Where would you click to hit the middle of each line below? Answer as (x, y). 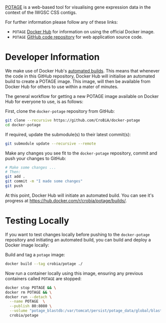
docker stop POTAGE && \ (31, 288)
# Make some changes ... (31, 167)
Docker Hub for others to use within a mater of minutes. (62, 86)
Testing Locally (37, 221)
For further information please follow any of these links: (62, 22)
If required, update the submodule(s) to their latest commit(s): (68, 134)
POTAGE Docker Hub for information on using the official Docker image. (83, 32)
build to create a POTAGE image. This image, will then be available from (78, 81)
